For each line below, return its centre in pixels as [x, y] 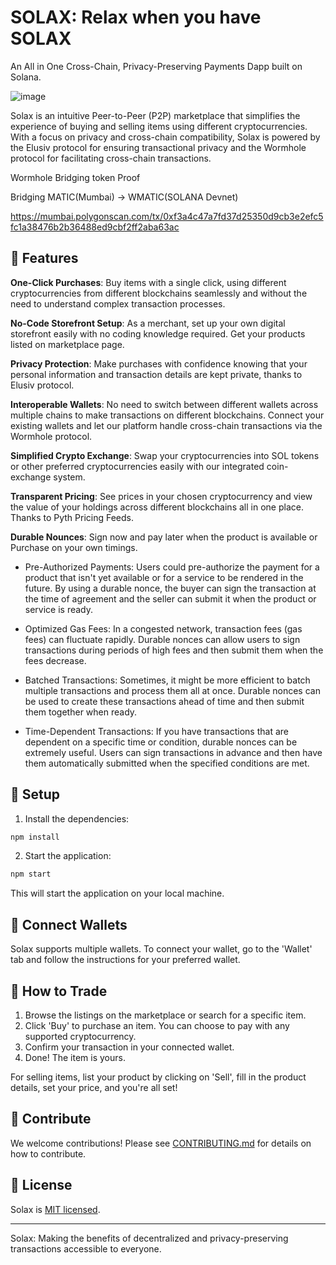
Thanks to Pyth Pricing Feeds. [72, 517]
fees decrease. [55, 660]
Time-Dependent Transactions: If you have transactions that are [156, 731]
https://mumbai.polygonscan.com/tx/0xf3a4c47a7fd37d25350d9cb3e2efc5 [167, 216]
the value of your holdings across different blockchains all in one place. [157, 507]
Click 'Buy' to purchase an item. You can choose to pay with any [157, 1025]
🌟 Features [44, 258]
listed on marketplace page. [67, 344]
